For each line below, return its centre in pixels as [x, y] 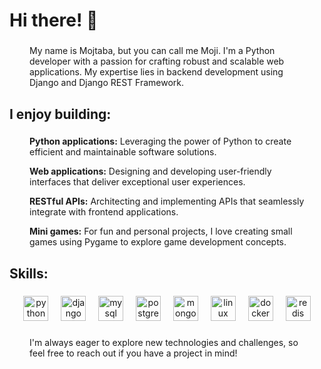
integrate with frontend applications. [104, 212]
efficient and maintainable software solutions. [123, 152]
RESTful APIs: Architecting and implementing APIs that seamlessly [167, 201]
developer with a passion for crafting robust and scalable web [157, 61]
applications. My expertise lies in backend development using [156, 72]
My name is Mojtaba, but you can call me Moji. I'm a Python [152, 51]
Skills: [29, 273]
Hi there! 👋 [54, 20]
